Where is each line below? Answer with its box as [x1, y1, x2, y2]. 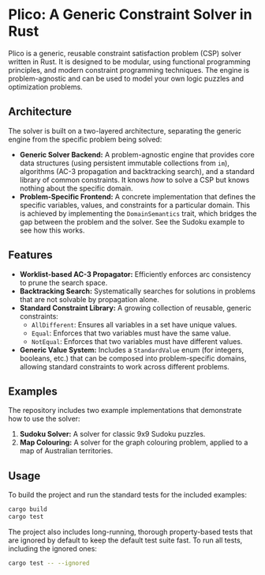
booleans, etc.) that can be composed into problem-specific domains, [19, 354, 247, 363]
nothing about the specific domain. [19, 183, 133, 193]
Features [8, 248, 53, 262]
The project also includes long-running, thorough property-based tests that [8, 527, 253, 536]
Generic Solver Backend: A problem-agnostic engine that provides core [19, 149, 255, 159]
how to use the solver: [8, 414, 80, 424]
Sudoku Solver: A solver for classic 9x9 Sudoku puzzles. [19, 429, 206, 439]
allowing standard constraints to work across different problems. [19, 361, 230, 371]
